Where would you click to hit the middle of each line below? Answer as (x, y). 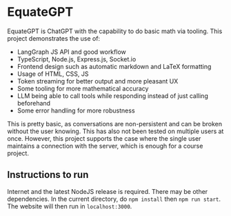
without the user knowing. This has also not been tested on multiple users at (115, 131)
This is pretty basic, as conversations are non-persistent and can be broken (115, 124)
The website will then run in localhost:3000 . (70, 206)
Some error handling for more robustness (76, 110)
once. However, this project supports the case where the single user (104, 138)
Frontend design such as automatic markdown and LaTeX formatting (114, 66)
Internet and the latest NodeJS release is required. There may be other (108, 191)
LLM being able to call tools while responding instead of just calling (112, 96)
